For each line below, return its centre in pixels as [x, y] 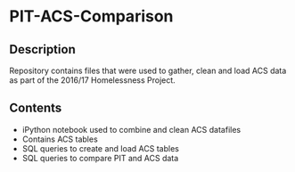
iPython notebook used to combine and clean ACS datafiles [131, 129]
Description [42, 49]
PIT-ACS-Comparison [91, 16]
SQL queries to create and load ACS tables [101, 148]
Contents [36, 108]
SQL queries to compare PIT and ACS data [100, 158]
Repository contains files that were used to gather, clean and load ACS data [148, 70]
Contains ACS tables [60, 139]
